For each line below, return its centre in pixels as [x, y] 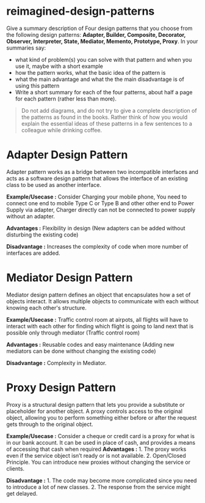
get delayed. [22, 493]
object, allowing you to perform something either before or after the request [102, 417]
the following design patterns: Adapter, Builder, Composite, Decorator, [96, 34]
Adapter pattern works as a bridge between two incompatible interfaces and [102, 172]
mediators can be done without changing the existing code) [81, 351]
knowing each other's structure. [46, 308]
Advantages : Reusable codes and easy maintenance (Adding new [91, 344]
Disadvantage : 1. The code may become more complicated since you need [102, 480]
